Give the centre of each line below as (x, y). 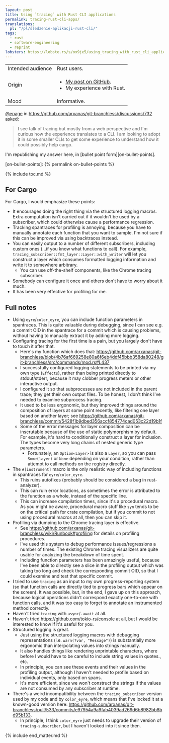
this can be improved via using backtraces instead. (65, 238)
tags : (11, 33)
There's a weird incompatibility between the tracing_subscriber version (87, 694)
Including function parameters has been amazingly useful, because (90, 560)
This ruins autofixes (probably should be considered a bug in (83, 480)
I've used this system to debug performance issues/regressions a (88, 544)
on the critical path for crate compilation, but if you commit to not (88, 512)
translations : (20, 24)
